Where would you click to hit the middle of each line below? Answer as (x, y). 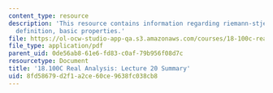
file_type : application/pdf (56, 46)
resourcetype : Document (49, 61)
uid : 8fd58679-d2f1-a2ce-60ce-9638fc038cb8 (83, 76)
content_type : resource (49, 16)
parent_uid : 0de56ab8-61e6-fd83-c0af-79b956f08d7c (96, 53)
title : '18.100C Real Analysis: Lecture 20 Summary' (100, 69)
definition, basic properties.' (71, 31)
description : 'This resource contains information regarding (114, 23)
